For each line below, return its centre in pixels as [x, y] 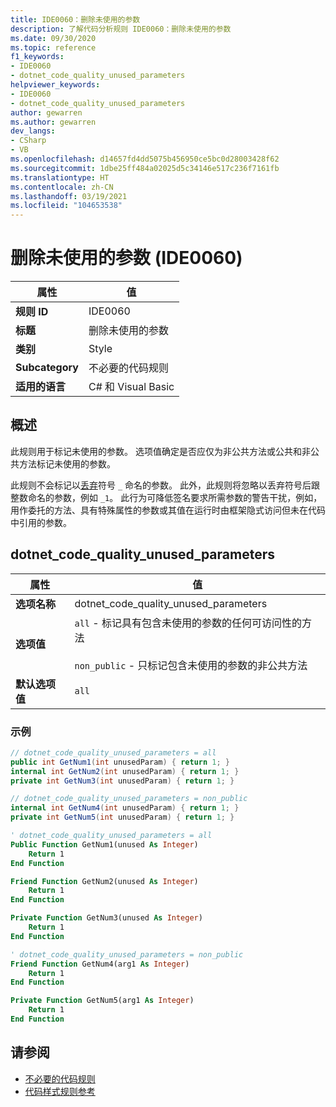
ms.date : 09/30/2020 [53, 38]
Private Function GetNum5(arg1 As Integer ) [102, 1001]
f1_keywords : [37, 57]
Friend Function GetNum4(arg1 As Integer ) [100, 964]
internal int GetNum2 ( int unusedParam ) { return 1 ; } [125, 771]
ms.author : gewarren [53, 122]
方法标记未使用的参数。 [67, 463]
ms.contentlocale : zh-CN [62, 187]
